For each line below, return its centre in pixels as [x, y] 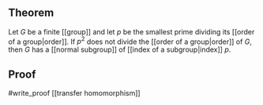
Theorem [31, 13]
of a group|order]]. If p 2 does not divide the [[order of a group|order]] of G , [130, 41]
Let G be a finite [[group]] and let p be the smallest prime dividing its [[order [131, 31]
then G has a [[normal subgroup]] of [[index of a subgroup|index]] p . [120, 49]
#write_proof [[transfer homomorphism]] [74, 93]
